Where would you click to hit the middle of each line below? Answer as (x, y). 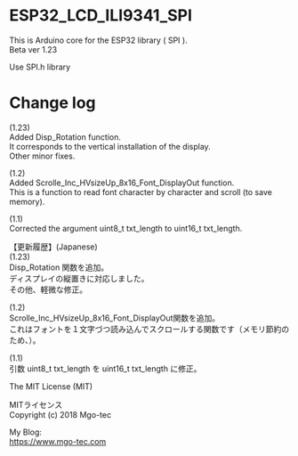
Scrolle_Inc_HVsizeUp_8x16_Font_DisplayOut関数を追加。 (115, 318)
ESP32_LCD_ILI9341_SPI (101, 16)
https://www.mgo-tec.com (58, 441)
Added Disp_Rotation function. (65, 137)
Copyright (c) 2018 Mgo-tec (60, 414)
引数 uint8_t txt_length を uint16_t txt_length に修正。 (105, 368)
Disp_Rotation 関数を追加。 (59, 267)
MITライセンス (36, 404)
